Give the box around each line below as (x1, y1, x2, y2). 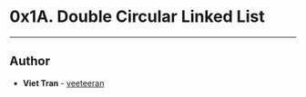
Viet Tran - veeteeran (22, 77, 105, 88)
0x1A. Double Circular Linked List (9, 6, 266, 27)
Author (9, 53, 50, 69)
